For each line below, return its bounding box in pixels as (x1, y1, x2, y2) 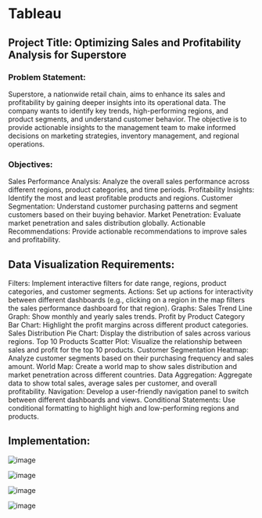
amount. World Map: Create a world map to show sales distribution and (8, 361, 237, 371)
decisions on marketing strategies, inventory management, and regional (8, 131, 240, 140)
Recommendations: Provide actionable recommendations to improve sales (8, 226, 248, 236)
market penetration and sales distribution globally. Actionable (8, 219, 206, 228)
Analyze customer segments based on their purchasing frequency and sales (8, 353, 254, 363)
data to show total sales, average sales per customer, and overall (8, 378, 217, 388)
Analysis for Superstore (8, 48, 127, 61)
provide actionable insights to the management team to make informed (8, 122, 236, 132)
